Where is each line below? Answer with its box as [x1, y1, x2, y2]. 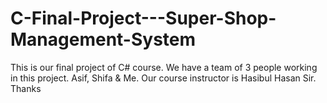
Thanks [10, 82, 42, 94]
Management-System [10, 28, 197, 51]
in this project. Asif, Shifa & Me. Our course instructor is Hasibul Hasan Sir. [10, 72, 317, 84]
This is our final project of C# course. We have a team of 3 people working [10, 61, 318, 73]
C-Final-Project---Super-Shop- [10, 7, 277, 30]
